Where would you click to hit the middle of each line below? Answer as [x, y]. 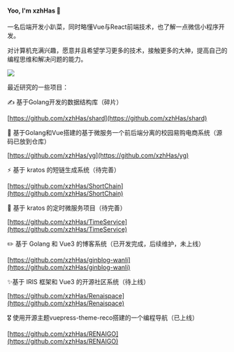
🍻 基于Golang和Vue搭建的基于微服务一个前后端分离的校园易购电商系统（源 [115, 133]
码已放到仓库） [29, 141]
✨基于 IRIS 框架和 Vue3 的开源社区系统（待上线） [79, 282]
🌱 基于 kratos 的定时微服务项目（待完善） [67, 208]
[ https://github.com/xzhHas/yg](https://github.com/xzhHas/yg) [98, 155]
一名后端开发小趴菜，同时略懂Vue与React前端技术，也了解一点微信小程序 [113, 27]
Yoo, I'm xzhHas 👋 [34, 10]
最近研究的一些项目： [38, 87]
